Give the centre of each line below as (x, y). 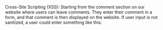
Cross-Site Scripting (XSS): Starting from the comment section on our (75, 7)
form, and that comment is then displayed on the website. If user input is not (81, 17)
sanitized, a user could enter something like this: (54, 22)
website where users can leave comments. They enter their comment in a (79, 12)
